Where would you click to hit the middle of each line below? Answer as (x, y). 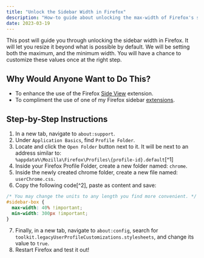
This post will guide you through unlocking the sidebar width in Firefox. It (97, 41)
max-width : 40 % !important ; (47, 208)
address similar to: (38, 153)
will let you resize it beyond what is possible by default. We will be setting (98, 47)
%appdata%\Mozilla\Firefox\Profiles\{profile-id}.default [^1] (94, 159)
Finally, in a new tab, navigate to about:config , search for (87, 231)
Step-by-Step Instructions (57, 119)
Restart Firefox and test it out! (52, 250)
